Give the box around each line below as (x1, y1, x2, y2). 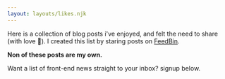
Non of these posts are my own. (7, 50, 103, 59)
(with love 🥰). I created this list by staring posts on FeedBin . (7, 36, 180, 45)
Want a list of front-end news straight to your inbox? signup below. (7, 64, 201, 72)
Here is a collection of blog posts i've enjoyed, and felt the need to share (7, 29, 219, 38)
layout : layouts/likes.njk (7, 10, 87, 17)
